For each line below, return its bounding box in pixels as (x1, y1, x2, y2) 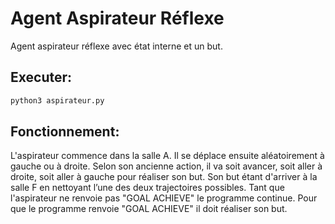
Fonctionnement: (10, 123, 120, 141)
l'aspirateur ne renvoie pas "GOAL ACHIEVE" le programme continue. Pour (10, 192, 318, 204)
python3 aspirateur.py (10, 95, 105, 106)
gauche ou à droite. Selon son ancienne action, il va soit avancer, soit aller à (10, 160, 323, 172)
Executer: (10, 69, 73, 86)
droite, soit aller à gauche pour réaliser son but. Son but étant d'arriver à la (10, 171, 318, 183)
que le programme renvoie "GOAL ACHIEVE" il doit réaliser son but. (10, 203, 288, 215)
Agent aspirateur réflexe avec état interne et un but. (10, 40, 223, 52)
